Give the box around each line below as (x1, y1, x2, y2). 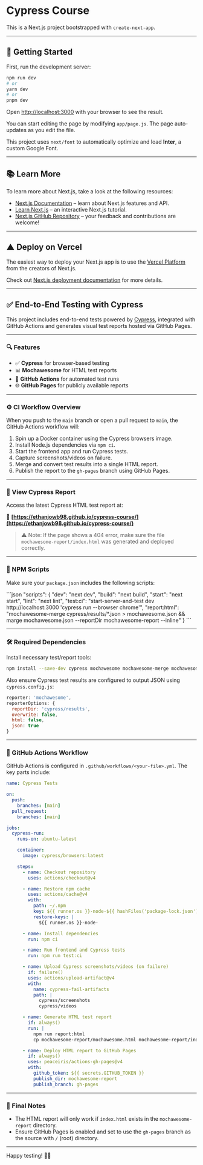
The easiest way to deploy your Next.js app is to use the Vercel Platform (6, 258, 186, 265)
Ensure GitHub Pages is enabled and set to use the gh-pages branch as (14, 1128, 192, 1135)
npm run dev (6, 75, 36, 81)
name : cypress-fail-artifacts (33, 986, 110, 992)
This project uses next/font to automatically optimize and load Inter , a (6, 138, 181, 145)
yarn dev (6, 86, 28, 92)
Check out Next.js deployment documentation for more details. (6, 276, 163, 284)
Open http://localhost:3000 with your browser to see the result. (6, 108, 164, 116)
